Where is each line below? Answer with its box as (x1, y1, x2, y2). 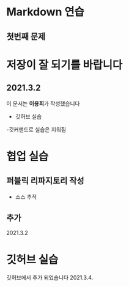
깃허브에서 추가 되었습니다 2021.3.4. (6, 274, 94, 281)
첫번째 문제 (6, 31, 46, 42)
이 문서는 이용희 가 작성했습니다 (6, 100, 81, 107)
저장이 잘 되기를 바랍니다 (6, 58, 123, 72)
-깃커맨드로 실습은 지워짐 (6, 125, 66, 133)
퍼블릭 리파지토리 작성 (6, 176, 84, 186)
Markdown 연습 (6, 5, 84, 19)
